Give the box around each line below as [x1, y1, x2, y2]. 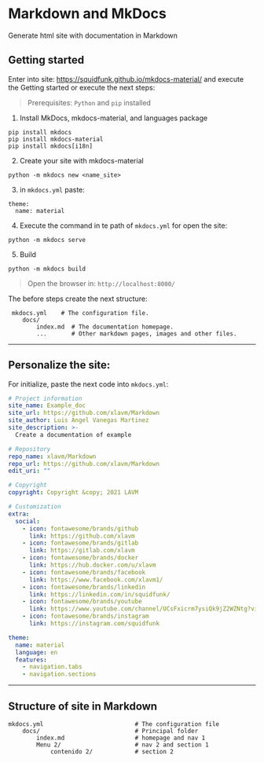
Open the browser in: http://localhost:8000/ [27, 278, 175, 288]
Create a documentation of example [15, 431, 132, 438]
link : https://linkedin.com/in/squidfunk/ [28, 590, 170, 598]
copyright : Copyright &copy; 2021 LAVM [8, 489, 139, 497]
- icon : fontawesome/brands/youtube [22, 598, 143, 606]
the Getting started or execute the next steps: [8, 83, 156, 92]
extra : [8, 510, 30, 518]
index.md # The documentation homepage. [36, 323, 174, 331]
